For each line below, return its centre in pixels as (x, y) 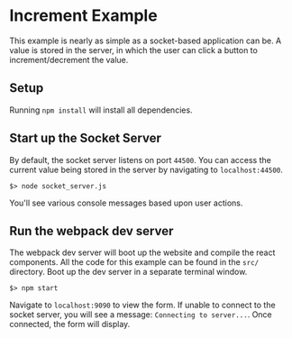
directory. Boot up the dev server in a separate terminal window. (128, 272)
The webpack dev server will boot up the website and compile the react (142, 252)
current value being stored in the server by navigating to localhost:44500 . (146, 169)
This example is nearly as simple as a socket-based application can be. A (146, 41)
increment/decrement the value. (69, 59)
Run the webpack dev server (91, 231)
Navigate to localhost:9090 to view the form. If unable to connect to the (143, 305)
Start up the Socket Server (86, 138)
